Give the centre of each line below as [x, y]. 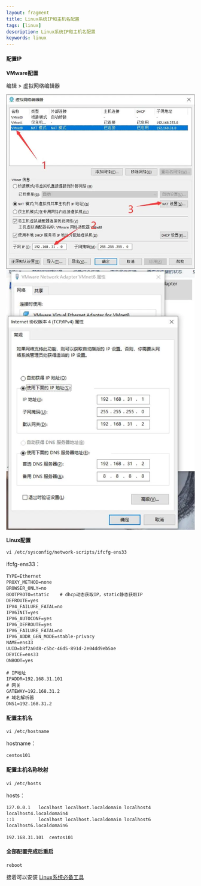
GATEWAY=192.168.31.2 [33, 692]
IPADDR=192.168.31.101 [34, 679]
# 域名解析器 [20, 698]
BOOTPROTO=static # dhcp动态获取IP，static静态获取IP [74, 595]
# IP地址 [16, 673]
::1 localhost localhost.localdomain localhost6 [79, 819]
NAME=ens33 [20, 643]
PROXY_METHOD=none [29, 582]
